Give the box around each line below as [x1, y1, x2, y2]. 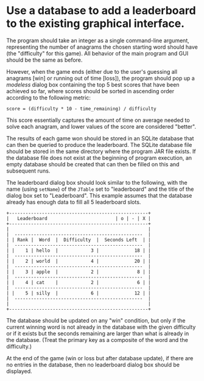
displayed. [6, 367, 32, 375]
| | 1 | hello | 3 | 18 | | [6, 247, 151, 254]
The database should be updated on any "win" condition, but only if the [6, 316, 186, 324]
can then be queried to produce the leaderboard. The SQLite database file [6, 141, 192, 148]
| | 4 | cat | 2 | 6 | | [6, 279, 151, 285]
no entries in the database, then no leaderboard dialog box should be [6, 361, 180, 368]
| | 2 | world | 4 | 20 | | [6, 258, 151, 264]
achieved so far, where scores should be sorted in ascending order [6, 87, 175, 94]
